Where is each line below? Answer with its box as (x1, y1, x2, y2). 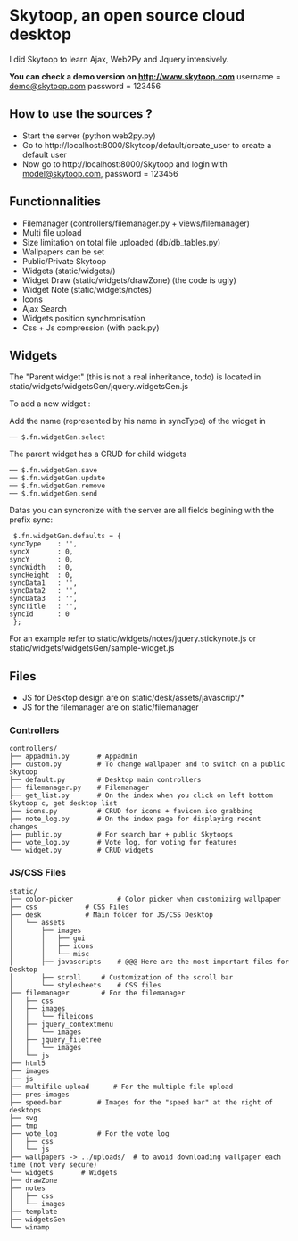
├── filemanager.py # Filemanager (9, 783, 150, 793)
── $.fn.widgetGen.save (9, 466, 98, 475)
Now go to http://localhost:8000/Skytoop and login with (21, 158, 228, 170)
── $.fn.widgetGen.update (9, 474, 105, 483)
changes (9, 822, 38, 831)
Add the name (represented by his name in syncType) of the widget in (9, 416, 266, 427)
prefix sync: (9, 514, 54, 525)
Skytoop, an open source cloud (9, 5, 245, 26)
